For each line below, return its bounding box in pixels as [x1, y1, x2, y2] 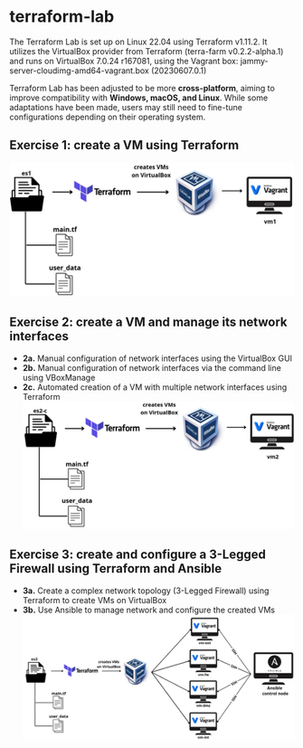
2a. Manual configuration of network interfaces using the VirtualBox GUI [22, 353, 292, 364]
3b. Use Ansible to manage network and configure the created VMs [22, 604, 276, 615]
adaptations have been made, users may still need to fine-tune [9, 101, 242, 112]
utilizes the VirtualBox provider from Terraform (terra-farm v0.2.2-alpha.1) [9, 45, 284, 56]
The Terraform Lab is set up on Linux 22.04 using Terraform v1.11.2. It [9, 36, 268, 47]
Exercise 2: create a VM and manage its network [9, 315, 288, 330]
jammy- [240, 55, 269, 66]
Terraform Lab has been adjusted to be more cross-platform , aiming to [9, 82, 276, 93]
